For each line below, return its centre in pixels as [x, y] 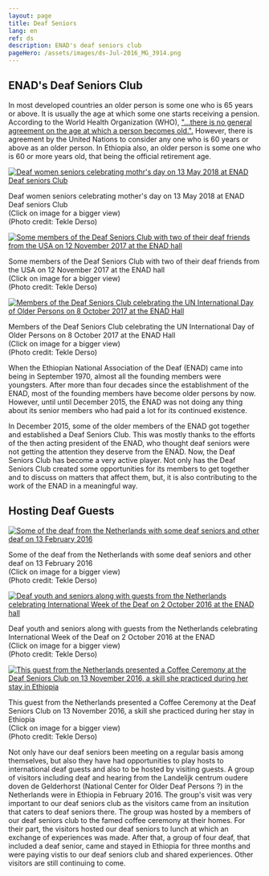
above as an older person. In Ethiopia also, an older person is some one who [134, 147]
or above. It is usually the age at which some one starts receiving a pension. [134, 113]
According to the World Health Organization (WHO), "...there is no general [130, 122]
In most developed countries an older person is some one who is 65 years [131, 104]
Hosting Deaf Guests [61, 511]
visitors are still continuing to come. [67, 863]
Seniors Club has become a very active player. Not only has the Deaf [122, 460]
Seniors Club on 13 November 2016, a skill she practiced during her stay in [131, 710]
